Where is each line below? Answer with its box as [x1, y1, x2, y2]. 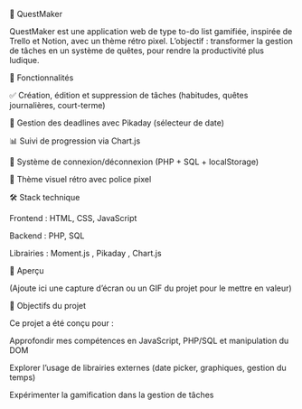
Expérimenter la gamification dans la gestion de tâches [9, 389, 214, 400]
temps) [9, 372, 36, 383]
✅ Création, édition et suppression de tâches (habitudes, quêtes [9, 90, 249, 100]
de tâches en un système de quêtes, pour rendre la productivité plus [9, 45, 265, 56]
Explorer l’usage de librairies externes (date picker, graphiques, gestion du [9, 362, 287, 373]
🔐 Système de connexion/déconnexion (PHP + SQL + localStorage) [9, 156, 260, 167]
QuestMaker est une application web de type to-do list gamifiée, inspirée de [9, 26, 293, 36]
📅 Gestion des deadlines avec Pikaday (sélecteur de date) [9, 117, 224, 128]
